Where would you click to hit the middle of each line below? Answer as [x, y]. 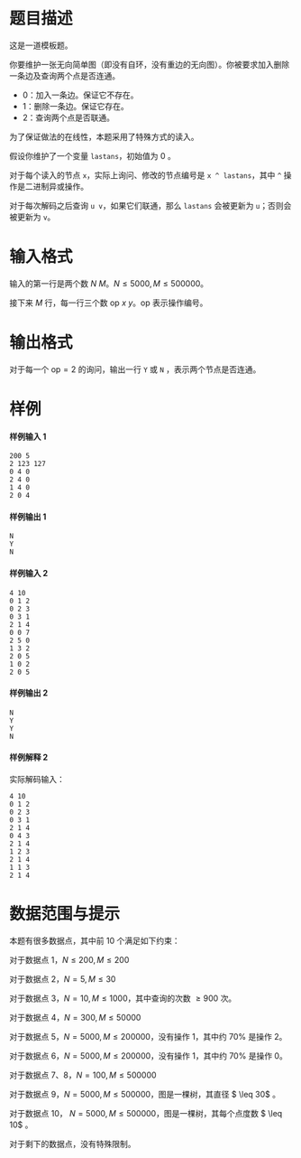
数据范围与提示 [65, 914]
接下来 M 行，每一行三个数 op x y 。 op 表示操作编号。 [109, 303]
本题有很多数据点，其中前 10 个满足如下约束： [95, 940]
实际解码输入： [37, 780]
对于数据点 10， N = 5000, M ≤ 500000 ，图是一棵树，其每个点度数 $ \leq [146, 1113]
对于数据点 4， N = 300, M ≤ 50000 [75, 1017]
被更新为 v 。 [32, 217]
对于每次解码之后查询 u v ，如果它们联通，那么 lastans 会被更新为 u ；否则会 [150, 205]
